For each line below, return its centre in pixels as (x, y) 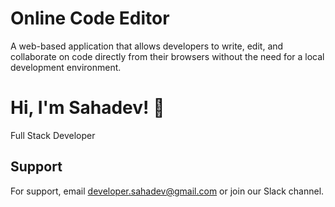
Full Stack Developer (53, 135)
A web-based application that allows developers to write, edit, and (147, 46)
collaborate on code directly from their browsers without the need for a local (167, 56)
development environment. (66, 67)
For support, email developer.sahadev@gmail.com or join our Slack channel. (167, 191)
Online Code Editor (90, 18)
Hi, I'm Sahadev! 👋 (87, 108)
